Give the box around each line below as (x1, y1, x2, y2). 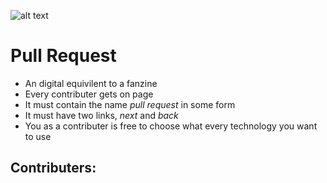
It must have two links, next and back (24, 109, 179, 121)
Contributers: (10, 160, 97, 177)
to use (24, 130, 52, 142)
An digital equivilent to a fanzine (24, 77, 158, 89)
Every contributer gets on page (24, 88, 154, 100)
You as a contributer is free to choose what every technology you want (24, 120, 318, 132)
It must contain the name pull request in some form (24, 98, 236, 110)
